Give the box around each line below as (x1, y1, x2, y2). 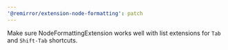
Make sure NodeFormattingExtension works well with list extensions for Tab (7, 29, 221, 37)
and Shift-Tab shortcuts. (7, 36, 78, 45)
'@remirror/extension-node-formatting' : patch (7, 10, 143, 17)
